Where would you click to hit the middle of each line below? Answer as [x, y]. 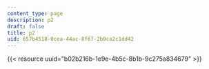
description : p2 [30, 20]
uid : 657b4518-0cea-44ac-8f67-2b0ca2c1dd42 [71, 39]
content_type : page [35, 13]
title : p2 [21, 33]
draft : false [26, 26]
